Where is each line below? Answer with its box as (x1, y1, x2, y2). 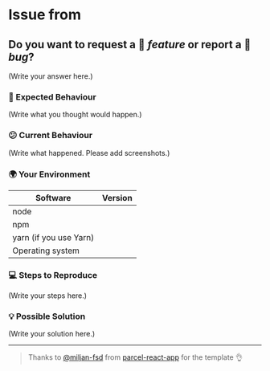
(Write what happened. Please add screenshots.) (8, 148, 170, 157)
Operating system (12, 245, 80, 256)
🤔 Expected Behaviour (8, 91, 96, 102)
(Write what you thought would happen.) (8, 110, 142, 120)
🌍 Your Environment (8, 169, 91, 180)
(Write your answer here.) (8, 71, 94, 81)
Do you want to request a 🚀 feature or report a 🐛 (8, 38, 252, 51)
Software (35, 192, 72, 203)
